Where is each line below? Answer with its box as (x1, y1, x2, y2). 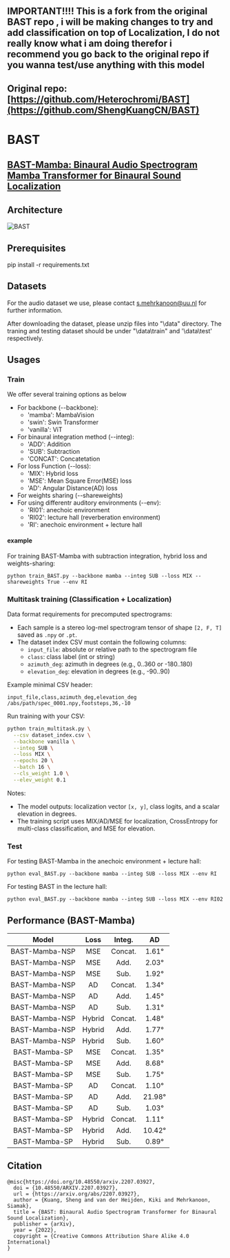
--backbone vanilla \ (13, 738, 76, 745)
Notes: (7, 788, 26, 797)
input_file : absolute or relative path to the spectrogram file (27, 645, 198, 653)
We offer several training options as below (7, 390, 127, 399)
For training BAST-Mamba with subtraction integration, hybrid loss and (7, 552, 208, 560)
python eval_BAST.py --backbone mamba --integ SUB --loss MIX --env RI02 (7, 896, 224, 903)
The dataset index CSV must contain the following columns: (17, 638, 187, 646)
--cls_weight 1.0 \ (13, 770, 70, 777)
